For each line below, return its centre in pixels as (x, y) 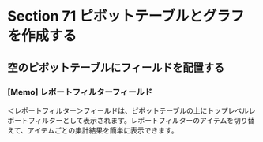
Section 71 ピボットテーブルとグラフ (126, 16)
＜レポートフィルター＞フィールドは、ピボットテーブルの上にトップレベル (128, 110)
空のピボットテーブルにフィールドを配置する (116, 67)
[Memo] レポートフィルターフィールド (80, 92)
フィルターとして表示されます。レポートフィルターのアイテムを (131, 120)
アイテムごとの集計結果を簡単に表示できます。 (103, 130)
